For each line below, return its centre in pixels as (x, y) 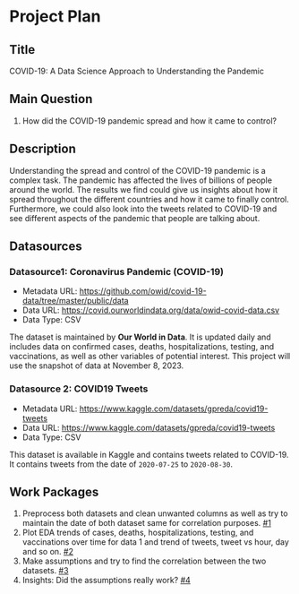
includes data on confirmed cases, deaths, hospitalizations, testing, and (142, 347)
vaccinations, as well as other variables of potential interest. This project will (150, 357)
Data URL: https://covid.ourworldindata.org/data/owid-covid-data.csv (151, 310)
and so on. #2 (48, 552)
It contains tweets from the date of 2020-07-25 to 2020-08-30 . (121, 464)
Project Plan (55, 17)
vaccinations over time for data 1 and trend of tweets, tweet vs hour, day (155, 542)
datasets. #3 (45, 571)
